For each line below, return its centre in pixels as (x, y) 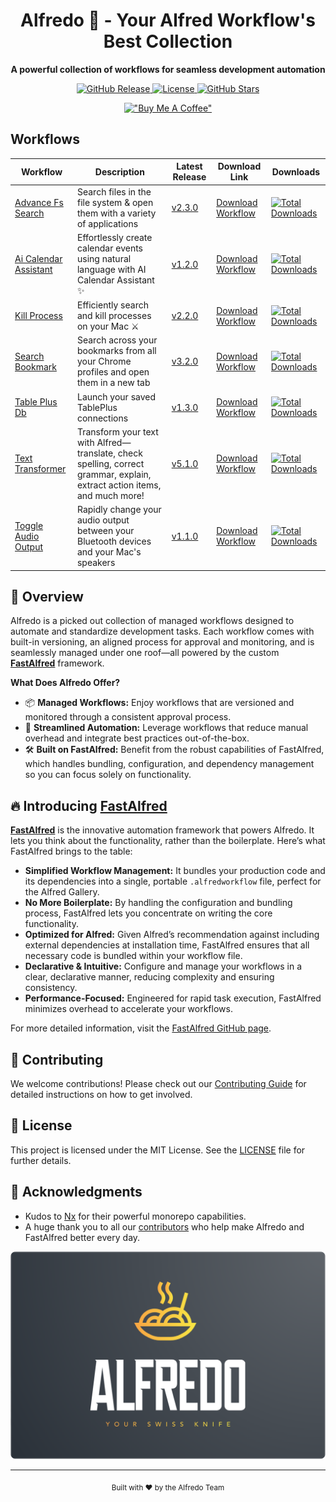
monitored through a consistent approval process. (128, 717)
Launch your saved (116, 396)
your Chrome (104, 361)
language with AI (111, 269)
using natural (104, 258)
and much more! (110, 495)
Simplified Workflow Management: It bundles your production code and (175, 871)
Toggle (29, 525)
